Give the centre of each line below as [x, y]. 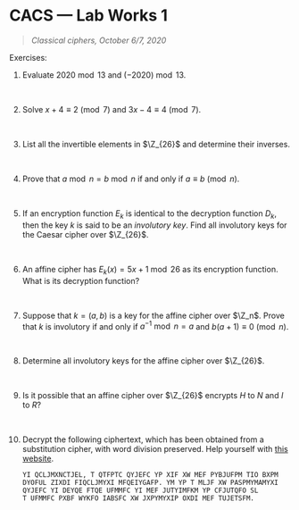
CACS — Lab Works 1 [88, 16]
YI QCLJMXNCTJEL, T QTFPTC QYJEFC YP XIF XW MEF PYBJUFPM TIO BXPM [150, 475]
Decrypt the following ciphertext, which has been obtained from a [143, 439]
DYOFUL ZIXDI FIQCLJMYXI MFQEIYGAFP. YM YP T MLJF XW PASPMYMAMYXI [150, 483]
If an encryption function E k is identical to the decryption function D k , [149, 214]
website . [38, 459]
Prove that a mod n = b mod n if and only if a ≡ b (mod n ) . [131, 179]
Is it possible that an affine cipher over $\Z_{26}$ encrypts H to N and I [153, 396]
